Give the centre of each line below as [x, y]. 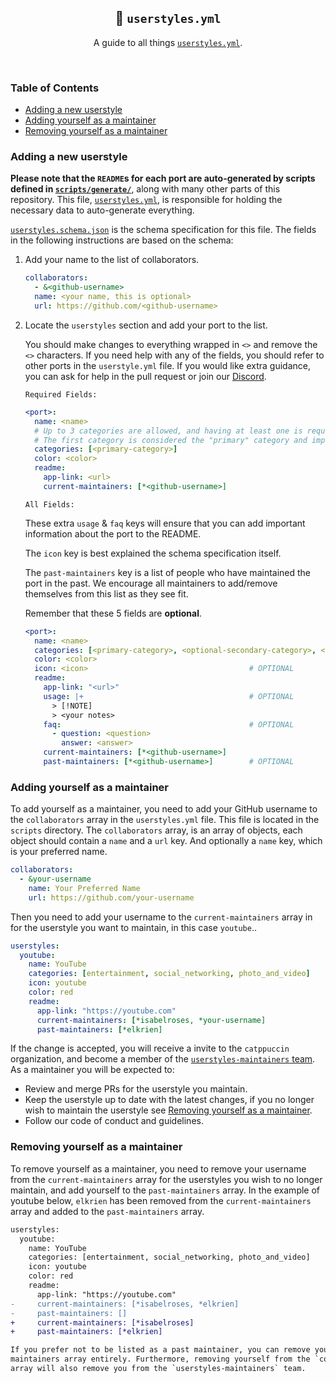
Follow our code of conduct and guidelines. [114, 1121]
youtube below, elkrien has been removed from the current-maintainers [161, 1200]
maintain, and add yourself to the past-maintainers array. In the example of [165, 1190]
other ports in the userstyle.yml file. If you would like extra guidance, [168, 365]
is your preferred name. [59, 852]
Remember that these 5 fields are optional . [113, 613]
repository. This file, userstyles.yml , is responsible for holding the [146, 200]
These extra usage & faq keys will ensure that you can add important [165, 523]
